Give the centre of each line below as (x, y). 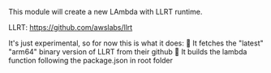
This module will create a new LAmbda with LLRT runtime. (105, 12)
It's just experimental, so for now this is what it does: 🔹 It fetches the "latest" (136, 43)
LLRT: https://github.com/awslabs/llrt (71, 27)
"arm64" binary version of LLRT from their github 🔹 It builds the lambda (128, 52)
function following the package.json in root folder (90, 60)
